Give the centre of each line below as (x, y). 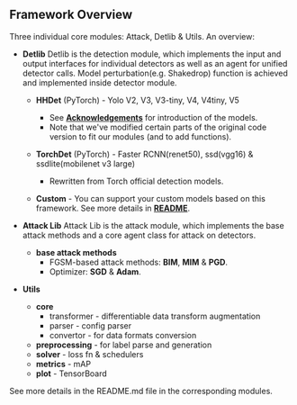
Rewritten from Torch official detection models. (136, 181)
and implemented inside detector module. (99, 82)
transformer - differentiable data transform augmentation (155, 316)
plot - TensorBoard (72, 373)
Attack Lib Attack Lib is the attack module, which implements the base (153, 225)
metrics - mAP (63, 364)
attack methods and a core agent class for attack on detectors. (139, 235)
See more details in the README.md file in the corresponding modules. (141, 391)
